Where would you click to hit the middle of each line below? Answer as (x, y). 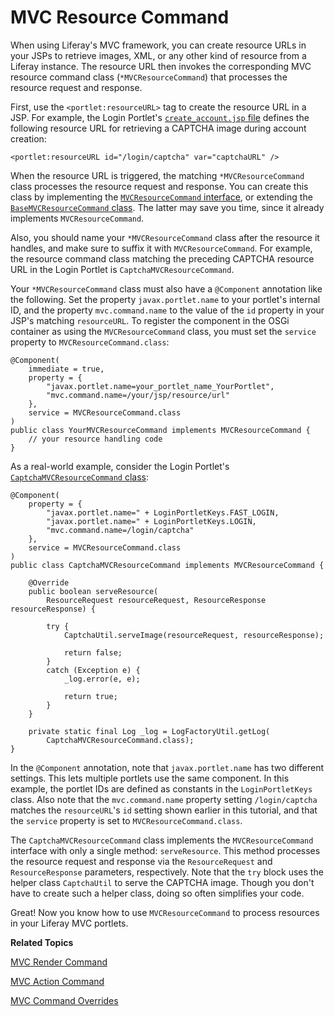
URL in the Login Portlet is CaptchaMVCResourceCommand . (122, 269)
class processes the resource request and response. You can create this (159, 186)
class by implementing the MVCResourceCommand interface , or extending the (161, 197)
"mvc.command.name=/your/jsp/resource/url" (138, 395)
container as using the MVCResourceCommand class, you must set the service (163, 331)
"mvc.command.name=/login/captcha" (120, 530)
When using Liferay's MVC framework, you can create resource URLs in (158, 45)
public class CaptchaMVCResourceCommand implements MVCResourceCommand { (167, 565)
